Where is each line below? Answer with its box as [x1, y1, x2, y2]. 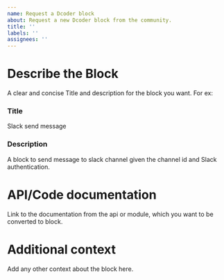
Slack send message [7, 122, 67, 131]
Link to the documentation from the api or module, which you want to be [7, 210, 214, 218]
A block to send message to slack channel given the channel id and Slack [7, 155, 217, 163]
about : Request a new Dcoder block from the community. [7, 17, 172, 24]
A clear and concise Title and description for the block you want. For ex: [7, 89, 214, 97]
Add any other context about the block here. [7, 265, 134, 273]
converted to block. [7, 217, 63, 226]
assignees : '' [7, 36, 49, 43]
